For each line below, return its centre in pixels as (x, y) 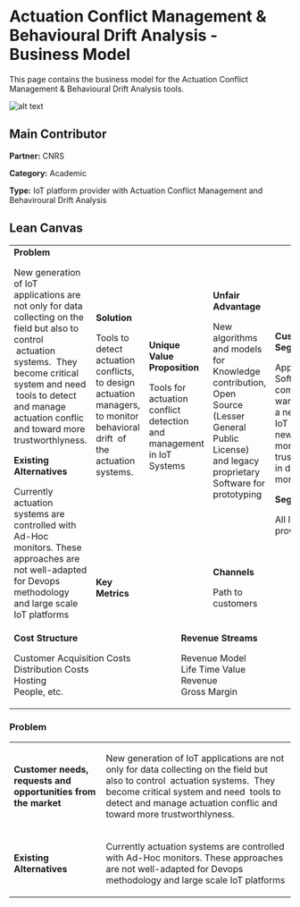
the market (37, 802)
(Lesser (229, 416)
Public (226, 438)
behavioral (117, 428)
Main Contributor (58, 135)
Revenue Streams (219, 638)
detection (169, 420)
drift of (111, 438)
